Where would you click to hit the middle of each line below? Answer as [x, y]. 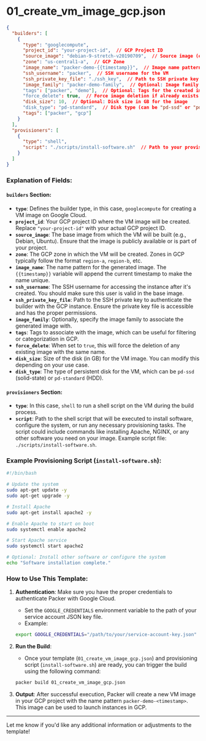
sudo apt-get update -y [37, 490]
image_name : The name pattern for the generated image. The [91, 267]
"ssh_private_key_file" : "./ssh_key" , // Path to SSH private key [111, 79]
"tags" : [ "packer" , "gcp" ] [57, 113]
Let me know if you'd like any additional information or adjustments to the [99, 724]
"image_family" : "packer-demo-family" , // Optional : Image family [111, 85]
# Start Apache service [37, 540]
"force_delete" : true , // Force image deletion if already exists [111, 96]
